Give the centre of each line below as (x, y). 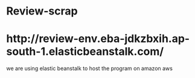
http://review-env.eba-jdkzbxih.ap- (98, 39)
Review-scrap (42, 11)
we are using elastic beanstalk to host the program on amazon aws (90, 68)
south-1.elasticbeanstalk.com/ (85, 52)
